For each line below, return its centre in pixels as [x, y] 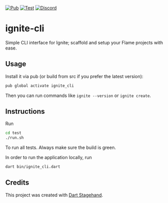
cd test [14, 133]
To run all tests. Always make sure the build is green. [61, 147]
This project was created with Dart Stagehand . [54, 195]
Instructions [25, 111]
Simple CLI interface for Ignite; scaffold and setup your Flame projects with [84, 42]
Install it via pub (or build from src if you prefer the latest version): [74, 76]
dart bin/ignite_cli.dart [33, 167]
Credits [17, 183]
